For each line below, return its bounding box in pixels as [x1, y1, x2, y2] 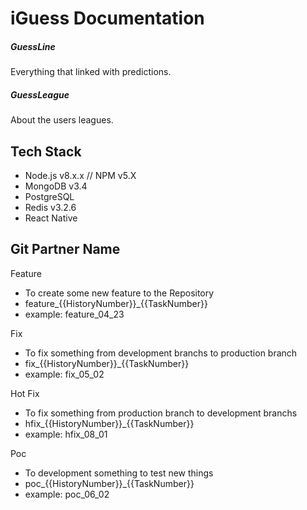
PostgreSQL [24, 190, 75, 202]
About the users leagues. [10, 114, 114, 126]
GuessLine [10, 40, 56, 52]
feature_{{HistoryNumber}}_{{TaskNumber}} [24, 297, 208, 309]
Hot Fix [10, 387, 40, 399]
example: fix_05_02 [24, 368, 105, 380]
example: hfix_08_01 [24, 428, 108, 440]
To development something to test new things [24, 467, 214, 479]
